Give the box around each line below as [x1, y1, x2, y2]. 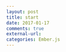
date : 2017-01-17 [6, 20, 50, 26]
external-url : [6, 31, 42, 37]
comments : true [6, 25, 44, 32]
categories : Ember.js [6, 36, 61, 42]
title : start [6, 14, 39, 20]
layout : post [6, 8, 39, 15]
